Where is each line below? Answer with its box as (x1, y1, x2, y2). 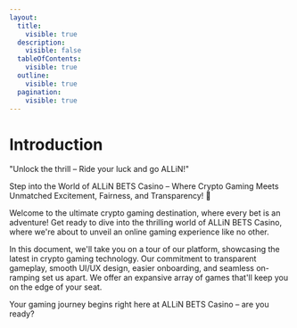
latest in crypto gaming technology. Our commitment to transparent (9, 253, 257, 264)
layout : (9, 12, 38, 22)
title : (17, 21, 42, 30)
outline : (17, 71, 50, 80)
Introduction (9, 135, 103, 154)
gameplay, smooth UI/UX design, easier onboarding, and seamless (9, 263, 254, 274)
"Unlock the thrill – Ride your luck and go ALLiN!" (9, 164, 190, 175)
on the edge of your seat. (9, 282, 103, 292)
